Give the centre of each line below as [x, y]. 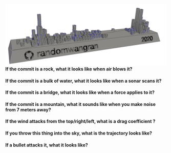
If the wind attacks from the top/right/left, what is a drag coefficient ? [80, 121]
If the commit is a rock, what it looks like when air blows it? [69, 69]
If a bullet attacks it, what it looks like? [47, 145]
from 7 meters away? [28, 109]
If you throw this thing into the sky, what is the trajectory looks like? [79, 133]
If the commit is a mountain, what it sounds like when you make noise [81, 104]
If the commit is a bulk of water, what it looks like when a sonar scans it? [83, 81]
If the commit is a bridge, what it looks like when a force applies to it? [80, 92]
